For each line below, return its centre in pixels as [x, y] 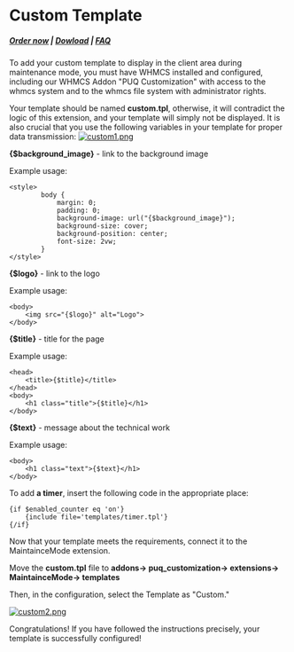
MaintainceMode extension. [60, 551]
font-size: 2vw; [86, 242]
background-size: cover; [102, 226]
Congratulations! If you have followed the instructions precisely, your [135, 629]
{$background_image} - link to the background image [109, 154]
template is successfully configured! [75, 639]
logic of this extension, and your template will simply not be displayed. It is [145, 118]
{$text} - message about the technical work [90, 428]
